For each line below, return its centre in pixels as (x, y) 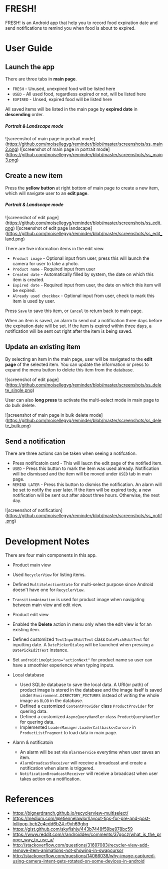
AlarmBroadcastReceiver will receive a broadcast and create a (83, 763)
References (29, 799)
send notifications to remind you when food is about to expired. (70, 28)
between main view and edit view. (47, 605)
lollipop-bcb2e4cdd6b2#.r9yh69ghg (50, 824)
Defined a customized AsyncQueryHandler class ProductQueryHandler (90, 717)
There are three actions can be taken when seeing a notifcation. (71, 453)
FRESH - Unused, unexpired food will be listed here (64, 88)
